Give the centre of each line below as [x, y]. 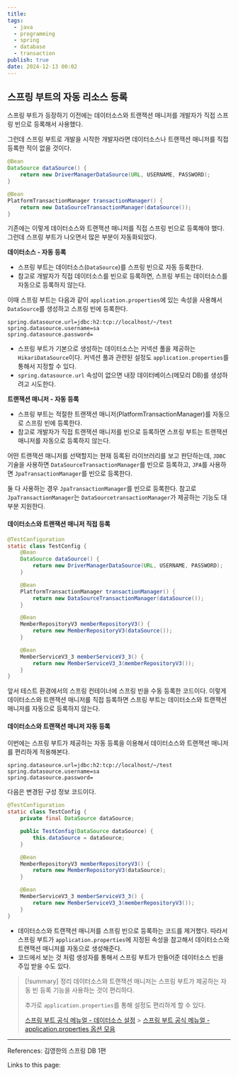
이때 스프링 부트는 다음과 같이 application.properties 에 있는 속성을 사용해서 [115, 300]
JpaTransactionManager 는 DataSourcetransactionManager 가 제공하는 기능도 [113, 497]
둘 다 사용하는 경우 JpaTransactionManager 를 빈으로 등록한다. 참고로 [102, 489]
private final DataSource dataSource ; [77, 819]
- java [23, 27]
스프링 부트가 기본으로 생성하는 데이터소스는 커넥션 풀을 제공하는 [107, 349]
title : [17, 14]
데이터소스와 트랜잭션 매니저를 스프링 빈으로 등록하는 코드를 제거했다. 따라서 [123, 930]
